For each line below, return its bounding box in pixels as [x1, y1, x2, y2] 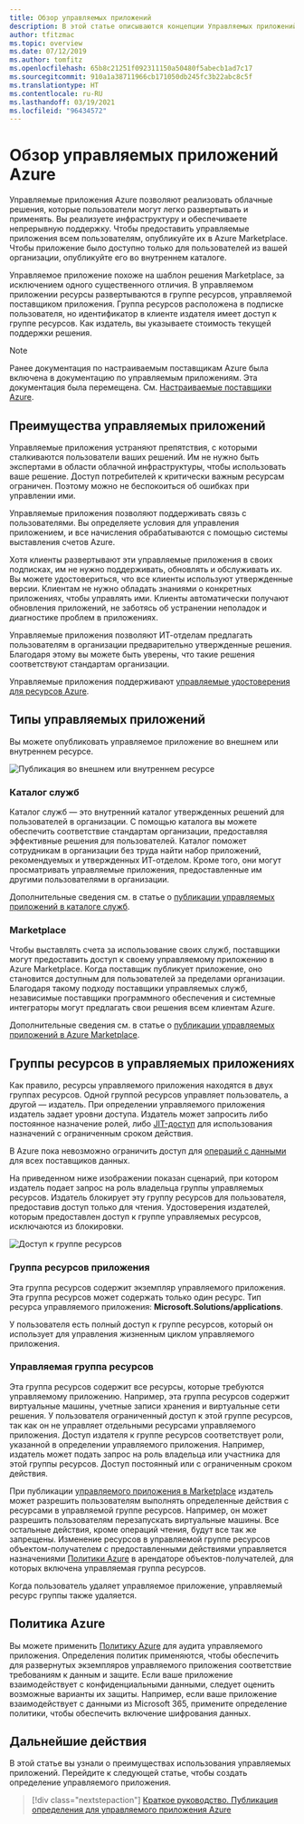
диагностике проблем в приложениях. [9, 612, 158, 622]
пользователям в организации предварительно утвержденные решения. [9, 639, 292, 649]
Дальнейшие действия [9, 1734, 147, 1750]
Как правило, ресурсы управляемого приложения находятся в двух [9, 1080, 273, 1091]
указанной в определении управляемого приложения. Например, [9, 1439, 265, 1449]
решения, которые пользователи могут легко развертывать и [9, 204, 249, 215]
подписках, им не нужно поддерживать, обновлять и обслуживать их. [9, 564, 282, 574]
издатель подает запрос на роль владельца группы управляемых [9, 1183, 264, 1194]
